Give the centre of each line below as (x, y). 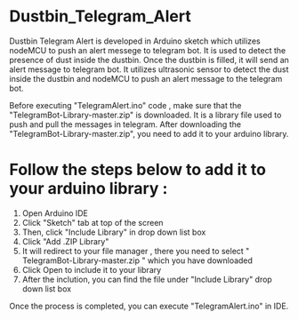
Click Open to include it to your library (92, 269)
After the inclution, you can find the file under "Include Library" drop (147, 279)
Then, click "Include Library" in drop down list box (114, 232)
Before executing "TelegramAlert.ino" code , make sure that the (125, 105)
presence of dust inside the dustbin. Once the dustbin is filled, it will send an (149, 60)
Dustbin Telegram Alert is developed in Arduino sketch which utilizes (135, 41)
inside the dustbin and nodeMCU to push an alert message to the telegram (146, 78)
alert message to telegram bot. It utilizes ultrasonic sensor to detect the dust (149, 69)
